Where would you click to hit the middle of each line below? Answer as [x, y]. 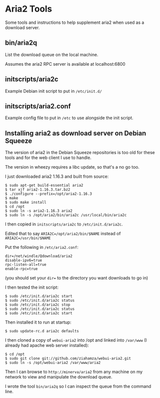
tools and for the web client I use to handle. [48, 158]
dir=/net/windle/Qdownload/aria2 [39, 256]
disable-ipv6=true [24, 260]
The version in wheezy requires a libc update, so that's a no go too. [72, 167]
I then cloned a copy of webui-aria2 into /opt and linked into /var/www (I [76, 340]
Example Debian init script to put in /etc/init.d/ [54, 91]
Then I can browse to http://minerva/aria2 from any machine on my [74, 372]
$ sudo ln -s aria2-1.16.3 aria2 [39, 211]
